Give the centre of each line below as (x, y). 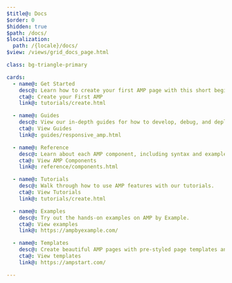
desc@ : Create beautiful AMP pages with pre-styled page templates (118, 250)
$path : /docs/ (27, 33)
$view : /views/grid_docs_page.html (58, 53)
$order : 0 (21, 20)
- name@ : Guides (36, 116)
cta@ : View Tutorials (50, 192)
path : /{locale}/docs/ (45, 46)
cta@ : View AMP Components (58, 160)
